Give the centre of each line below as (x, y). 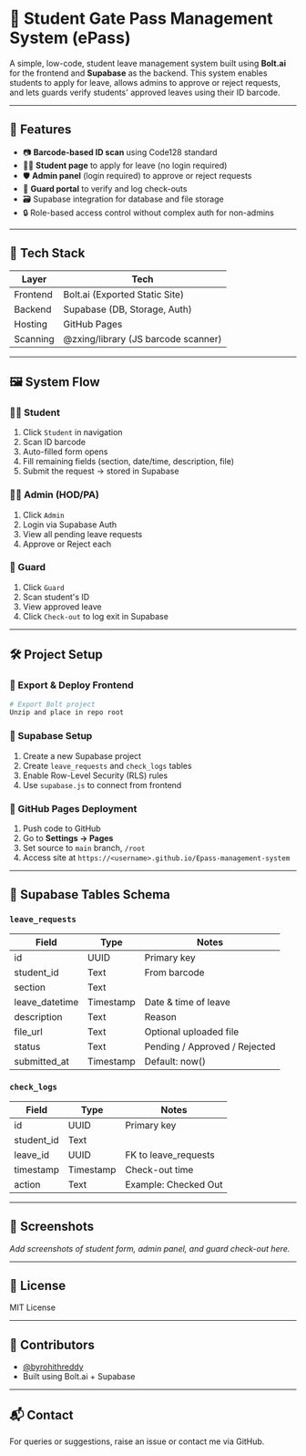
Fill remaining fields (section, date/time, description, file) (128, 462)
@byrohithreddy (53, 1367)
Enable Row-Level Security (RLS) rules (95, 775)
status (27, 1046)
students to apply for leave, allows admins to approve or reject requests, (145, 82)
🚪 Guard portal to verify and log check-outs (105, 188)
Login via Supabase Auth (70, 525)
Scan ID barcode (54, 442)
